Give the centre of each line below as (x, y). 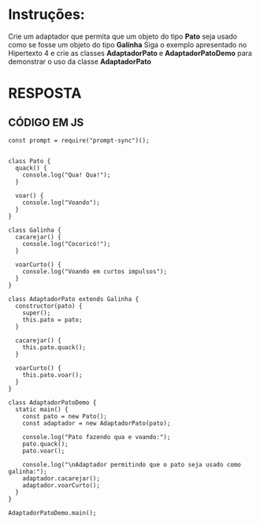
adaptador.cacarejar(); (61, 478)
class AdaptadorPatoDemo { (52, 402)
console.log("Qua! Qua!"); (67, 175)
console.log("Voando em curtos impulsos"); (95, 271)
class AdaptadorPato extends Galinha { (74, 299)
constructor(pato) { (49, 306)
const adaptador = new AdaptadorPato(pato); (97, 423)
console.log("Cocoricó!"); (67, 244)
